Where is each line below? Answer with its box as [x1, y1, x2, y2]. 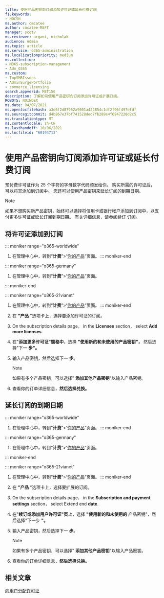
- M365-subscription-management [5, 62, 71, 67]
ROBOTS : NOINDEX [5, 98, 38, 103]
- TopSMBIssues [5, 75, 36, 80]
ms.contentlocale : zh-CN [5, 121, 56, 126]
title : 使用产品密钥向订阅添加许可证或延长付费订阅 [5, 7, 97, 12]
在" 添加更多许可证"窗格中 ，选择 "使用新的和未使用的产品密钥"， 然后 [12, 339, 152, 345]
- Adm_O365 [5, 67, 27, 71]
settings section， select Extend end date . [12, 501, 99, 506]
